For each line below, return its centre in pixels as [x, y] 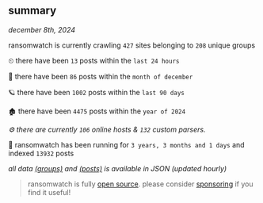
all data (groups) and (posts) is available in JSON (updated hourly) [118, 168]
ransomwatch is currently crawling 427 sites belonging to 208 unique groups [132, 45]
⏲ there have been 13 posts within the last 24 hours [94, 60]
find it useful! [49, 192]
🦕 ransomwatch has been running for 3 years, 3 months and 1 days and [126, 144]
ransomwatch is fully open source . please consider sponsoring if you [140, 184]
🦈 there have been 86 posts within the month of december [101, 76]
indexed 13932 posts [41, 153]
